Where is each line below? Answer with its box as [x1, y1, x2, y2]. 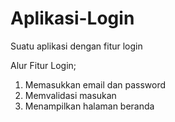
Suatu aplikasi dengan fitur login [10, 40, 143, 52]
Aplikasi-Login [10, 7, 135, 30]
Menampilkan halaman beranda [24, 100, 155, 112]
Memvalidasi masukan [24, 89, 117, 101]
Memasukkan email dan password [24, 78, 167, 91]
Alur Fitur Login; [10, 59, 77, 71]
